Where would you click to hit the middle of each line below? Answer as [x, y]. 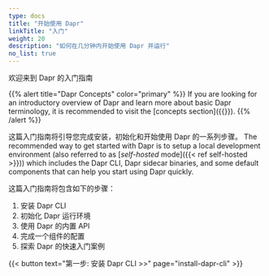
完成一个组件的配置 [52, 236]
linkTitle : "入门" [38, 31]
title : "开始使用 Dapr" [46, 24]
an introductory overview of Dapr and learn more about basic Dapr [120, 103]
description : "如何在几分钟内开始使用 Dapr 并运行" [89, 46]
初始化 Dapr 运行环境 [55, 216]
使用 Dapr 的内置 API [55, 226]
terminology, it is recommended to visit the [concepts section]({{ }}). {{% [129, 111]
